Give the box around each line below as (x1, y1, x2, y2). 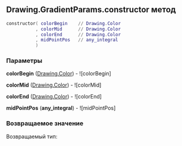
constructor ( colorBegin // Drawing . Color (6, 20, 121, 26)
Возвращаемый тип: (6, 133, 58, 140)
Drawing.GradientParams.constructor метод (6, 5, 177, 15)
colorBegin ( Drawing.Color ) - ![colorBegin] (6, 70, 111, 77)
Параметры (6, 56, 43, 65)
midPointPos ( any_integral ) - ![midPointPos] (6, 104, 116, 112)
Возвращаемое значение (6, 119, 84, 128)
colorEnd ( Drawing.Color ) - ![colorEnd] (6, 93, 102, 100)
